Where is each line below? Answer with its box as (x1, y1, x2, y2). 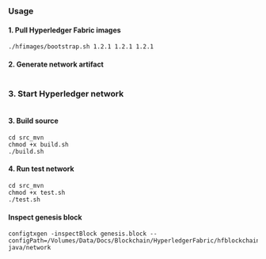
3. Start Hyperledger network (8, 89, 124, 100)
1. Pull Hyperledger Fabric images (8, 25, 121, 35)
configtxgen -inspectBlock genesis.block (8, 230, 147, 238)
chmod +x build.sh (8, 140, 69, 148)
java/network (8, 244, 51, 252)
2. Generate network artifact (8, 59, 104, 69)
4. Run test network (8, 164, 74, 173)
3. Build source (8, 116, 59, 126)
